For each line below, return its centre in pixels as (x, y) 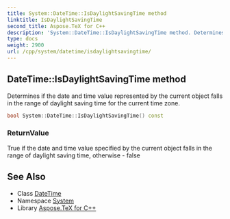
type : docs (23, 39)
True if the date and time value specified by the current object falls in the (110, 148)
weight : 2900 (26, 45)
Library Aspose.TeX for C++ (56, 208)
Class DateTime (39, 193)
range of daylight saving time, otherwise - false (74, 155)
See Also (26, 177)
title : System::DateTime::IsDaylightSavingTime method (87, 13)
